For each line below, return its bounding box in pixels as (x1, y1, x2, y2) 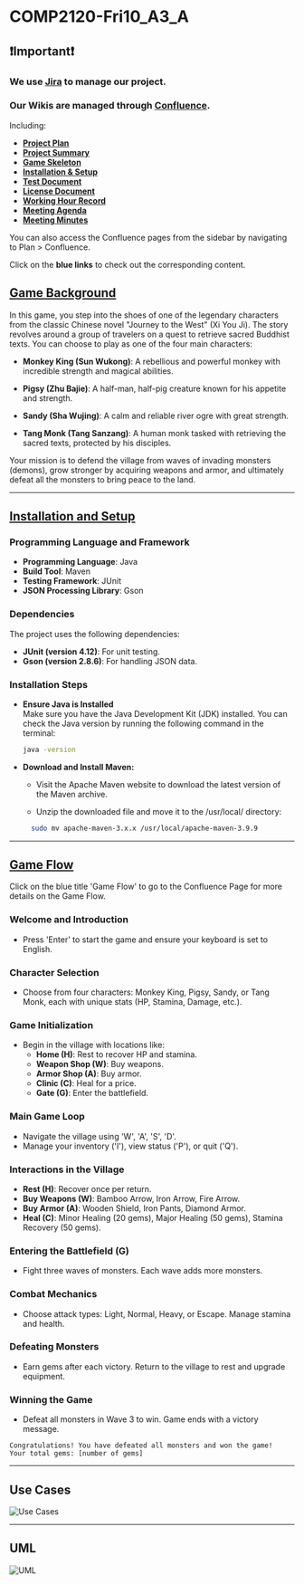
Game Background (9, 285, 117, 301)
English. (22, 943, 52, 954)
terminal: (22, 727, 56, 739)
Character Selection (9, 966, 100, 978)
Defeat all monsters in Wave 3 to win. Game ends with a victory (22, 1414, 259, 1425)
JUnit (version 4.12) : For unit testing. (22, 645, 161, 657)
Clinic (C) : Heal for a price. (35, 1078, 138, 1089)
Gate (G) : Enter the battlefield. (35, 1088, 149, 1099)
